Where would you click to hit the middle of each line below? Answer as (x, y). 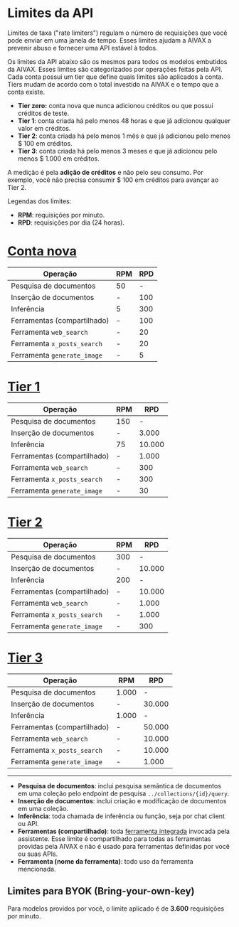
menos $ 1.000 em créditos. (58, 159)
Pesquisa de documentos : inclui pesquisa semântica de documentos (119, 786)
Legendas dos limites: (39, 201)
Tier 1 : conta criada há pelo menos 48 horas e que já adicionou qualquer (124, 120)
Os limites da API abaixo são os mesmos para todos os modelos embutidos (117, 61)
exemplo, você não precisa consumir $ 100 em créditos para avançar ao (113, 180)
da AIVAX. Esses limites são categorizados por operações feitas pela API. (115, 69)
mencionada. (37, 869)
